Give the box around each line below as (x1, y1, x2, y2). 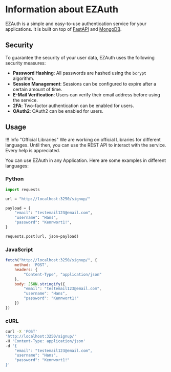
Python (5, 175, 24, 182)
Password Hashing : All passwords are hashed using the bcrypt (12, 70, 147, 76)
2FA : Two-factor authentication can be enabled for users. (12, 102, 134, 109)
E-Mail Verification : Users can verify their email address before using (12, 91, 160, 98)
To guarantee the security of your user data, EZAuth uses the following (5, 54, 155, 60)
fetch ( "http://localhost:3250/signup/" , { (5, 258, 97, 263)
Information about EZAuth (5, 4, 119, 15)
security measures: (5, 60, 46, 66)
